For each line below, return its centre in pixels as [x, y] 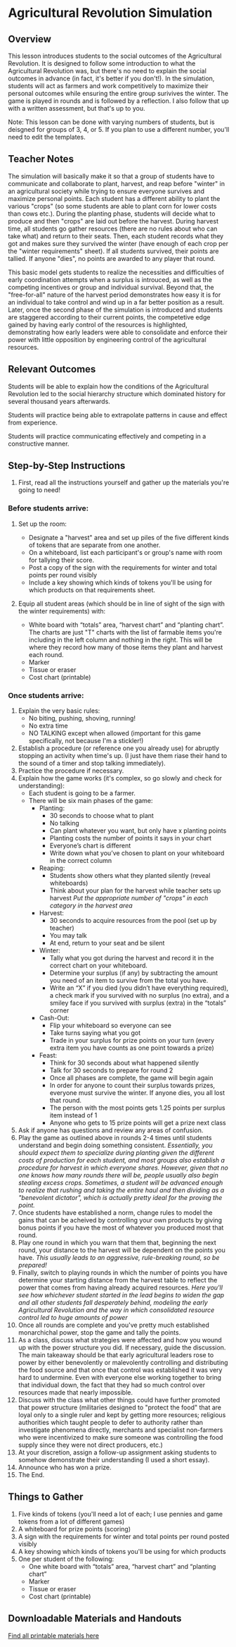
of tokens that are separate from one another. [94, 545]
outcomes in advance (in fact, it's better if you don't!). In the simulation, [111, 78]
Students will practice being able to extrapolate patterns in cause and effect [118, 415]
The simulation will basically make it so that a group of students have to [111, 176]
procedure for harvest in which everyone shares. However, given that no [123, 1168]
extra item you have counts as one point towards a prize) [132, 1048]
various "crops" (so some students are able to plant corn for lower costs [112, 206]
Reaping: [52, 868]
